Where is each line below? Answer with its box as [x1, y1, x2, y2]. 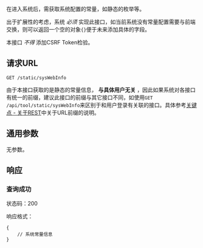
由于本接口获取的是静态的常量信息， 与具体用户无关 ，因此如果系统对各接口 [6, 86, 196, 93]
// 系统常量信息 [17, 232, 53, 238]
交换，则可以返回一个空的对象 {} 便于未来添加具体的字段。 [6, 26, 151, 33]
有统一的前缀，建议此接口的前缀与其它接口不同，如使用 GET [6, 94, 153, 101]
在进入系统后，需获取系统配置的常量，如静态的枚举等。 [6, 5, 145, 12]
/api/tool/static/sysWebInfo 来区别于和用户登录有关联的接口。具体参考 [6, 101, 187, 108]
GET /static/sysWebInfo [6, 75, 67, 81]
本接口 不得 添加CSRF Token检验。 [6, 39, 94, 46]
